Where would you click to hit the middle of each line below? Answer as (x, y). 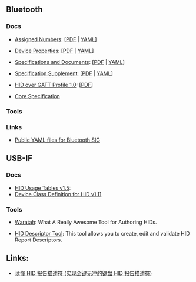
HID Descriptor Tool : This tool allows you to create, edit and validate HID (102, 233)
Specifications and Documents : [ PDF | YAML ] (70, 62)
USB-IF (19, 158)
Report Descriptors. (39, 240)
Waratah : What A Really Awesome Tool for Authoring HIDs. (86, 222)
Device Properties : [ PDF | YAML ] (54, 51)
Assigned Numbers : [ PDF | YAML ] (56, 39)
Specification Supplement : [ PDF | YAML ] (64, 73)
